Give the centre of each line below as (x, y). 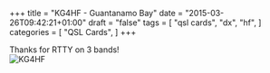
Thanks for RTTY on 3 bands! (64, 50)
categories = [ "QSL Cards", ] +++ (73, 32)
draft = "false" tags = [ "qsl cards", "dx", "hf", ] (175, 23)
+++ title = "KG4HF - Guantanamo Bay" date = (96, 13)
